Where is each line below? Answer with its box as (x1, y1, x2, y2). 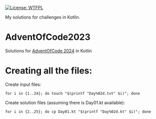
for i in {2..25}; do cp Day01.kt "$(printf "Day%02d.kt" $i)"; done (5, 109, 152, 114)
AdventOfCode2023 (5, 32, 91, 43)
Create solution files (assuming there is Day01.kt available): (5, 99, 125, 106)
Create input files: (5, 81, 41, 87)
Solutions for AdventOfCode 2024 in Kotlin (5, 47, 92, 54)
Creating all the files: (5, 65, 92, 77)
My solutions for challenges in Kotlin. (5, 14, 80, 20)
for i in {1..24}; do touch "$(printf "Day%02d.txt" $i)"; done (5, 91, 140, 96)
